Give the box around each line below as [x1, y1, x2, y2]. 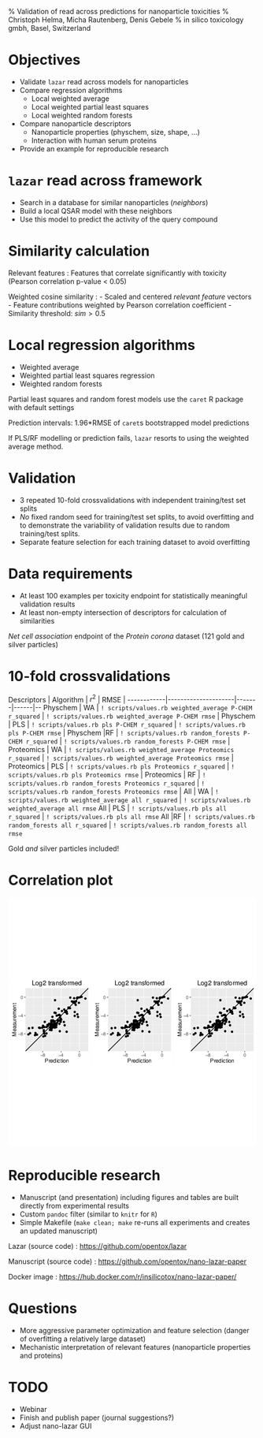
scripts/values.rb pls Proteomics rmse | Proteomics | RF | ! [8, 770, 206, 780]
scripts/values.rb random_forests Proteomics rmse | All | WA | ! [8, 787, 219, 796]
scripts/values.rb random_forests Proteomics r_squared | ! [8, 778, 206, 788]
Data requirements [8, 564, 133, 583]
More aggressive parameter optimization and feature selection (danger [19, 1326, 250, 1336]
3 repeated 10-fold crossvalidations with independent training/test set [19, 495, 246, 505]
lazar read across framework [8, 172, 203, 190]
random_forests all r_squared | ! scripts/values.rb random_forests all [8, 820, 248, 830]
